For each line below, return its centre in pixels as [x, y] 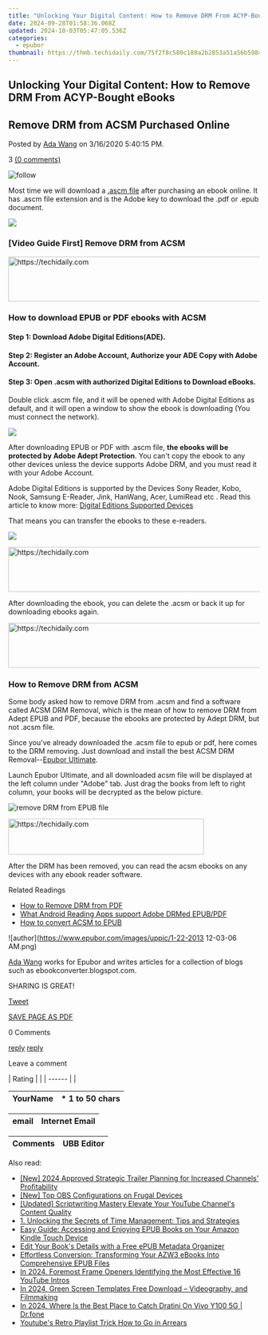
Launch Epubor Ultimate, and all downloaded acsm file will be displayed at [130, 775]
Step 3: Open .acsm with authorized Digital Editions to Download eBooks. [132, 382]
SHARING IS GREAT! [41, 986]
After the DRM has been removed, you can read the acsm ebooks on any [128, 866]
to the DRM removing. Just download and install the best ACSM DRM [122, 751]
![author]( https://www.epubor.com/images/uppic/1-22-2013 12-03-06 [123, 938]
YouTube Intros [45, 1281]
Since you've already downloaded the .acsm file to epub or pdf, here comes [133, 743]
